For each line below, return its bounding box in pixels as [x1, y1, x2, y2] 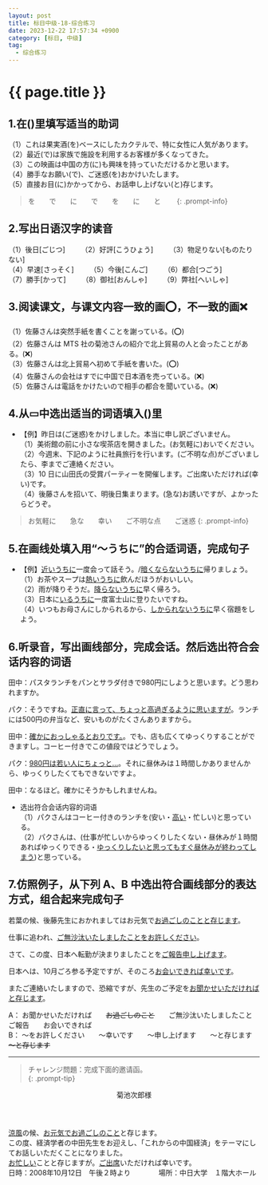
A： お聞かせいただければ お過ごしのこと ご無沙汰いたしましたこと [8, 1010, 253, 1020]
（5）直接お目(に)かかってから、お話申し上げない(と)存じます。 [8, 180, 218, 188]
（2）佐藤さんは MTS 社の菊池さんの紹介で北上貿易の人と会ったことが [8, 338, 242, 348]
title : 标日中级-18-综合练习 [8, 19, 96, 27]
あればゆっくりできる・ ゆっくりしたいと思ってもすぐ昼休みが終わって [19, 843, 250, 852]
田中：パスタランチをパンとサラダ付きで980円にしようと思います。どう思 [8, 677, 252, 687]
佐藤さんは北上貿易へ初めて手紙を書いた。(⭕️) [26, 358, 179, 368]
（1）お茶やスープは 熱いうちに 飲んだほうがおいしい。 [19, 575, 198, 584]
